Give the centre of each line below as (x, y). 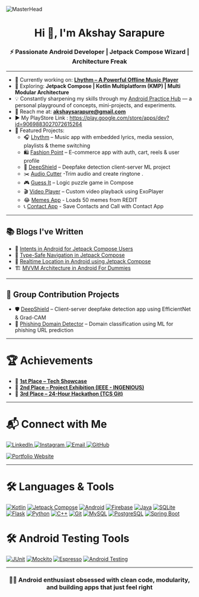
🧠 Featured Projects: (40, 131)
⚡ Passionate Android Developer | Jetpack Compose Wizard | (99, 52)
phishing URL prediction (44, 330)
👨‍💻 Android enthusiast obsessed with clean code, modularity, (99, 580)
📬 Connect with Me (57, 425)
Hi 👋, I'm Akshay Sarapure (99, 33)
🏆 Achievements (49, 361)
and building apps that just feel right (99, 587)
